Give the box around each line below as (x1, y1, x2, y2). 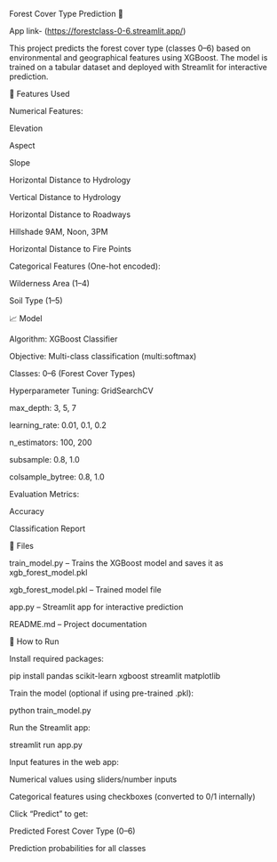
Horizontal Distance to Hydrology (9, 174, 131, 185)
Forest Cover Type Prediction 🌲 (9, 9, 124, 19)
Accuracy (9, 506, 44, 516)
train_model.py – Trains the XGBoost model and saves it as (9, 558, 224, 568)
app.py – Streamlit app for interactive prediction (9, 601, 184, 612)
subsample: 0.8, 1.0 (9, 455, 80, 464)
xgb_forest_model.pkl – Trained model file (9, 584, 162, 595)
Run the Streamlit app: (9, 722, 91, 733)
